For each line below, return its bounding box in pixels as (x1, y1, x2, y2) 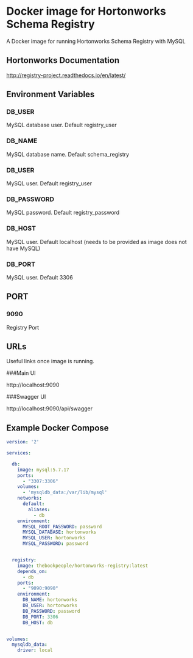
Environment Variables (6, 89, 95, 100)
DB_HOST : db (22, 619, 53, 626)
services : (6, 450, 32, 456)
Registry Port (6, 323, 40, 331)
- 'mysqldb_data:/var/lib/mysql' (22, 489, 108, 496)
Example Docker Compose (6, 423, 109, 433)
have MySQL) (6, 245, 41, 252)
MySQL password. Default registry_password (6, 209, 120, 216)
